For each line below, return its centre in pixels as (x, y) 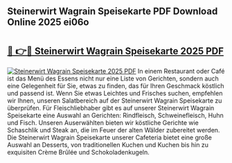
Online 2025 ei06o (48, 23)
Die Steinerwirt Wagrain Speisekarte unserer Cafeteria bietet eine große (110, 137)
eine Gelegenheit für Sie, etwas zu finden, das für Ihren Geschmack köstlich (116, 86)
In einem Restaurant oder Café (181, 71)
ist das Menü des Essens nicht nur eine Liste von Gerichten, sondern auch (113, 78)
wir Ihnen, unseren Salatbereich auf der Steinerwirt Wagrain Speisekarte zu (115, 101)
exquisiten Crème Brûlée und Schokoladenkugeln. (79, 152)
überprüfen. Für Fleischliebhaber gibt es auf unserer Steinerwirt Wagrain (111, 108)
